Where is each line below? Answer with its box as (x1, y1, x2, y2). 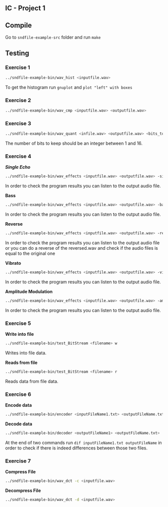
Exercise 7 (5, 457, 31, 464)
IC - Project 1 (5, 4, 45, 13)
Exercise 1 (5, 64, 30, 71)
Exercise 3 (5, 120, 31, 127)
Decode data (5, 421, 32, 427)
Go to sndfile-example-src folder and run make (5, 35, 101, 41)
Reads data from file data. (5, 378, 58, 384)
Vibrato (5, 260, 21, 266)
